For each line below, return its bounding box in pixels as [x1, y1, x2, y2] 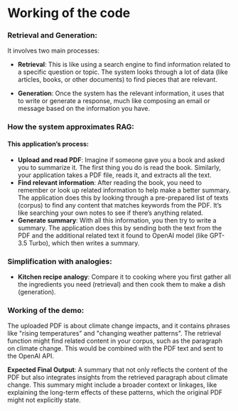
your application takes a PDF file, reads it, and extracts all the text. [17, 171, 212, 179]
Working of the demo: [7, 305, 85, 315]
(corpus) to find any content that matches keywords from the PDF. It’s [17, 201, 222, 209]
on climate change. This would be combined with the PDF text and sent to [7, 344, 224, 353]
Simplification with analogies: [7, 256, 112, 266]
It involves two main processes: [7, 46, 100, 55]
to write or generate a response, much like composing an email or [17, 97, 210, 105]
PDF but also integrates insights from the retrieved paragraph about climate [7, 373, 229, 382]
